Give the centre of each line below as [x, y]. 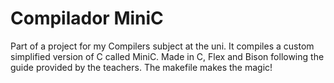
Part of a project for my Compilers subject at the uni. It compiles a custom [162, 46]
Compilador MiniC [87, 18]
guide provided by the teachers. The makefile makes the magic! [141, 67]
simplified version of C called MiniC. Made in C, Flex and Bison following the [167, 56]
